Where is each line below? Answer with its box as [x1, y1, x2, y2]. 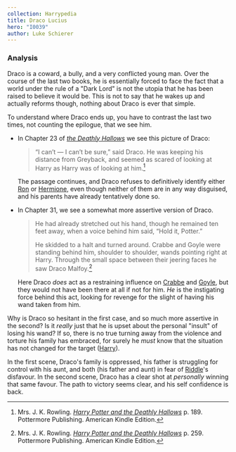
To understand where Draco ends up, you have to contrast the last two [7, 113, 212, 121]
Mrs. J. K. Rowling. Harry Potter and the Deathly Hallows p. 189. [17, 408, 203, 416]
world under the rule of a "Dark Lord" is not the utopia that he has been [7, 84, 214, 92]
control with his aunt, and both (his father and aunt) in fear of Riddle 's [7, 365, 209, 373]
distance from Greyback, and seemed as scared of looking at [34, 155, 212, 163]
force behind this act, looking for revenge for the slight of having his [17, 293, 214, 301]
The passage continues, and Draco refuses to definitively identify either [17, 177, 225, 186]
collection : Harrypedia [7, 10, 77, 18]
